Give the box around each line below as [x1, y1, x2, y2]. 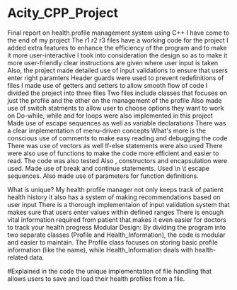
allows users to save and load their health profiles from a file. [7, 274, 185, 283]
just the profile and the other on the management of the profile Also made [7, 96, 222, 104]
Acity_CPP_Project [7, 5, 119, 21]
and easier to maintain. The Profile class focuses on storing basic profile [7, 238, 218, 246]
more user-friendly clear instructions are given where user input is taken [7, 58, 219, 67]
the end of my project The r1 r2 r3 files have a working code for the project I [7, 35, 229, 44]
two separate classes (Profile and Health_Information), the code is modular [7, 230, 226, 239]
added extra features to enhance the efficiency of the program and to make [7, 43, 228, 52]
